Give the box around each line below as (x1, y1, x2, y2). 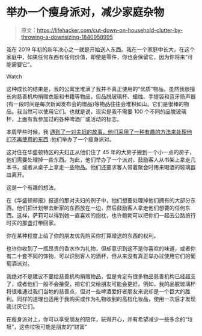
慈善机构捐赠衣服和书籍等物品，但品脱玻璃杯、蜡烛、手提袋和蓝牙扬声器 (16, 93, 196, 100)
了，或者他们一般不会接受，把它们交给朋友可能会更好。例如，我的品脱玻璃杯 (6, 280, 196, 287)
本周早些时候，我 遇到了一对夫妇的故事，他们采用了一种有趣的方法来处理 (6, 128, 187, 135)
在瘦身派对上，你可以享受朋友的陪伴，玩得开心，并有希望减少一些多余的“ (6, 316, 188, 323)
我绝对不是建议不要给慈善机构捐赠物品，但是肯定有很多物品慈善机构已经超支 (6, 272, 196, 280)
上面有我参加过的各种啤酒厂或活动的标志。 (16, 115, 122, 122)
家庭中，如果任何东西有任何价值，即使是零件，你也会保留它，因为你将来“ (6, 53, 188, 60)
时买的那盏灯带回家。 (6, 219, 59, 226)
